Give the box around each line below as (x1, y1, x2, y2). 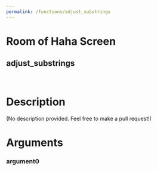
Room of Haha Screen (6, 34, 116, 48)
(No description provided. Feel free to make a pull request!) (6, 115, 152, 122)
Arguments (6, 136, 64, 149)
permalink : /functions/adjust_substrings (6, 8, 111, 15)
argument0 (6, 157, 40, 165)
